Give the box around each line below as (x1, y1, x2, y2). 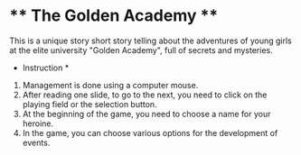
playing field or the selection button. (22, 98, 157, 109)
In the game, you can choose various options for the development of (22, 127, 278, 138)
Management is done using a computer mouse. (22, 79, 199, 90)
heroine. (22, 118, 54, 129)
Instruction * (22, 62, 70, 73)
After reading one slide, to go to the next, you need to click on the (22, 89, 268, 100)
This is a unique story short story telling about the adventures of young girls (9, 35, 292, 46)
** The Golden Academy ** (9, 5, 219, 26)
